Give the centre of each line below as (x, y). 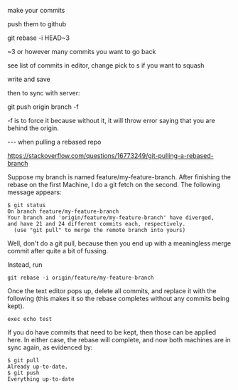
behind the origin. (33, 128)
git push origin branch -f (43, 107)
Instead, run (25, 265)
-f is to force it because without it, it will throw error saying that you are (111, 121)
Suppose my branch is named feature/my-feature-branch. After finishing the (119, 177)
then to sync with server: (44, 93)
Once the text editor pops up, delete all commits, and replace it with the (112, 291)
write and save (29, 79)
